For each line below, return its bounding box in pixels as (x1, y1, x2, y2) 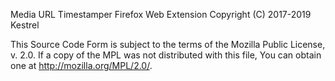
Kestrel (10, 19, 40, 31)
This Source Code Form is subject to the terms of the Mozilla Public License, (10, 39, 326, 50)
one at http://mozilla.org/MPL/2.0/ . (10, 60, 153, 71)
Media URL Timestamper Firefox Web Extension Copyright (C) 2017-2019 (10, 9, 312, 20)
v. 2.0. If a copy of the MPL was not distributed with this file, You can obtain (10, 49, 322, 61)
